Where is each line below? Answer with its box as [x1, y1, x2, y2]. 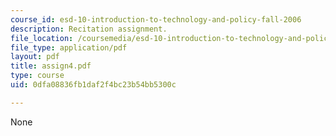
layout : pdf [10, 52, 60, 62]
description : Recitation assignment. [10, 24, 168, 34]
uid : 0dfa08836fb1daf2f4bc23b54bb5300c [10, 80, 177, 90]
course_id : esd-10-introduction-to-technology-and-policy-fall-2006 [10, 14, 302, 25]
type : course [10, 71, 65, 81]
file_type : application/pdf [10, 42, 128, 53]
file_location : [10, 33, 74, 43]
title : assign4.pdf [10, 61, 92, 71]
